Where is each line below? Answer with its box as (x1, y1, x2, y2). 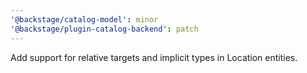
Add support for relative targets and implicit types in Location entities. (10, 51, 298, 63)
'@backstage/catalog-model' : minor (10, 14, 159, 25)
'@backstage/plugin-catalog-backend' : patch (10, 24, 199, 34)
